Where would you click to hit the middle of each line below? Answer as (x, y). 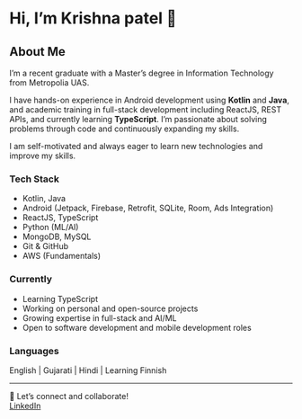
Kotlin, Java (44, 199)
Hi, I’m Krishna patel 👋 (93, 18)
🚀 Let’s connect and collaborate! (69, 396)
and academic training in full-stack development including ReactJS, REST (145, 110)
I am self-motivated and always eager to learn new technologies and (136, 146)
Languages (35, 351)
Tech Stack (35, 179)
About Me (37, 52)
